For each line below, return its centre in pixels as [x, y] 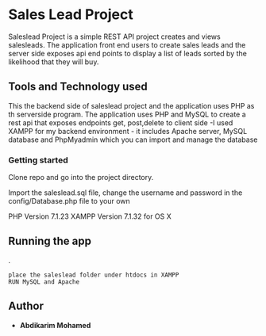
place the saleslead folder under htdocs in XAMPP [94, 275]
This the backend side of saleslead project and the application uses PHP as [131, 105]
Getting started [39, 160]
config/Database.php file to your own [69, 201]
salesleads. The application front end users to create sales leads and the [127, 44]
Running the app [50, 241]
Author [26, 306]
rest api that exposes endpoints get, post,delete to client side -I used [121, 122]
